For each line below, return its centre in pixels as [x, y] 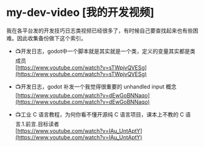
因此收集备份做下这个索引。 [51, 38]
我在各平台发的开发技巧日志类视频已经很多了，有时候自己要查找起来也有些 [100, 30]
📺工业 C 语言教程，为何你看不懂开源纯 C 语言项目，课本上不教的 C [100, 114]
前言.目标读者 [42, 124]
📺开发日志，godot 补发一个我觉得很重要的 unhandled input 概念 [96, 87]
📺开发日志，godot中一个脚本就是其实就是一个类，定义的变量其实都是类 [105, 51]
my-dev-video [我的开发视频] [80, 13]
